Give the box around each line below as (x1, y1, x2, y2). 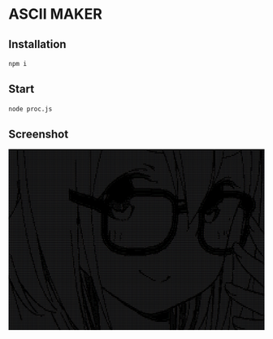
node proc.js (8, 105, 53, 113)
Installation (8, 37, 67, 51)
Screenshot (8, 127, 69, 141)
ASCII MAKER (8, 5, 103, 24)
